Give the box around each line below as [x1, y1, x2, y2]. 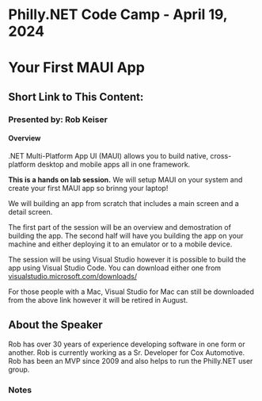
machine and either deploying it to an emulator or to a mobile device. [8, 239, 233, 249]
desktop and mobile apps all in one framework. [36, 159, 191, 169]
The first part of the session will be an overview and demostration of [8, 222, 232, 231]
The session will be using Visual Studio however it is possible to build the [8, 254, 247, 264]
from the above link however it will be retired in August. [8, 295, 188, 304]
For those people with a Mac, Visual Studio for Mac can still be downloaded [8, 287, 255, 296]
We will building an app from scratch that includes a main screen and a [8, 198, 239, 208]
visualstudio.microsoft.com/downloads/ [8, 271, 137, 281]
